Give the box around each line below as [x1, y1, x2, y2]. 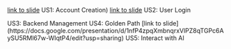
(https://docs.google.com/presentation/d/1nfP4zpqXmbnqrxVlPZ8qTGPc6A [7, 27, 224, 35]
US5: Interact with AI [125, 34, 184, 42]
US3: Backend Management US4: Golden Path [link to [7, 19, 161, 27]
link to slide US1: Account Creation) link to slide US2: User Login [7, 6, 191, 14]
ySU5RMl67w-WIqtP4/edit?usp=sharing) [7, 34, 124, 42]
